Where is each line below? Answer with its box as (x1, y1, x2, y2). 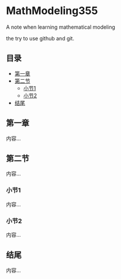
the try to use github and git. (6, 35, 75, 42)
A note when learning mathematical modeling (6, 23, 116, 30)
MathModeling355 (6, 4, 98, 18)
